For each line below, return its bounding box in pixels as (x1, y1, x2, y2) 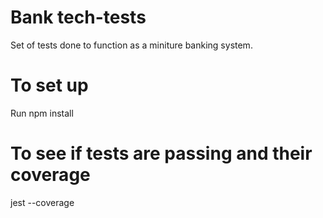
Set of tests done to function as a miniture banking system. (10, 39, 253, 51)
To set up (10, 74, 89, 97)
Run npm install (10, 107, 74, 119)
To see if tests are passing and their (10, 142, 313, 165)
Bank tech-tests (10, 6, 147, 29)
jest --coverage (10, 196, 75, 208)
